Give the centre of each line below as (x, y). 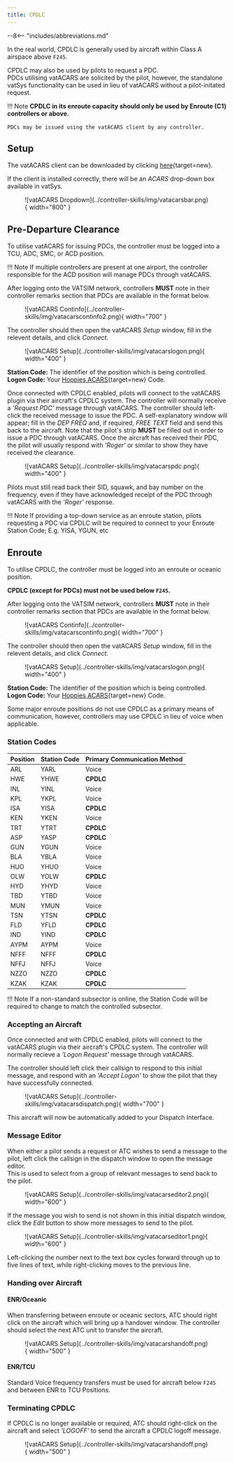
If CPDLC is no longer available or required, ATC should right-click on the (112, 1424)
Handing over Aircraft (45, 1283)
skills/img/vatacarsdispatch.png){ (73, 1104)
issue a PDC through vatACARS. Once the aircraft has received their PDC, (113, 438)
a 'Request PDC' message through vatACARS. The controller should (105, 408)
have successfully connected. (50, 1083)
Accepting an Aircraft (44, 1025)
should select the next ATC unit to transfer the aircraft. (86, 1330)
